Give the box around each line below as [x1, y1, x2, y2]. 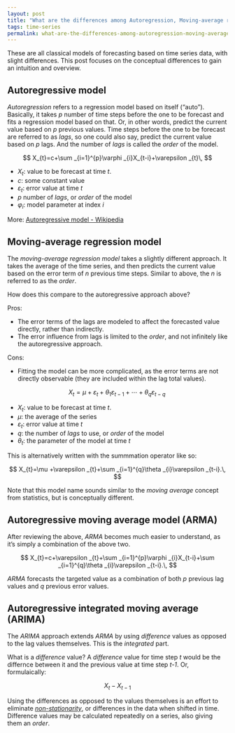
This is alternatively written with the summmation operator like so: [7, 451, 197, 460]
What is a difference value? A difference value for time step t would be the [7, 653, 221, 662]
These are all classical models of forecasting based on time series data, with [7, 49, 228, 57]
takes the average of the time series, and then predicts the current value [7, 262, 215, 270]
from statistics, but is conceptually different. [7, 493, 134, 502]
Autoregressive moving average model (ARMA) [7, 514, 218, 526]
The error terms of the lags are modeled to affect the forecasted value [17, 317, 220, 326]
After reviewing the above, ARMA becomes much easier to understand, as [7, 533, 221, 541]
